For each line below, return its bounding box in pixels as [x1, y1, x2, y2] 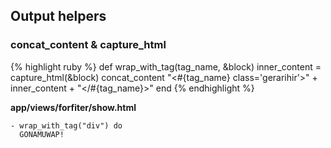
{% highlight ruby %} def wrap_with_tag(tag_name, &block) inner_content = [10, 60, 322, 73]
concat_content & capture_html [10, 38, 167, 52]
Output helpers [10, 8, 107, 25]
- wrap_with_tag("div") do [10, 120, 123, 131]
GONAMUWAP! [19, 129, 65, 139]
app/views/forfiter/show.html [10, 101, 137, 113]
